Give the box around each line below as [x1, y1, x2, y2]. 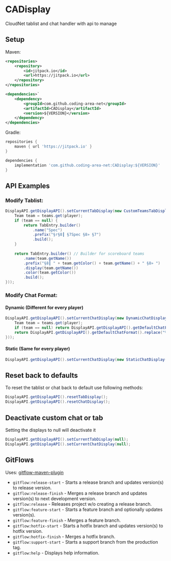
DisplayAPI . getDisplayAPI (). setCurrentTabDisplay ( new [5, 208, 122, 214]
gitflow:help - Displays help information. [12, 550, 100, 556]
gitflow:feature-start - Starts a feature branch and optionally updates [12, 506, 163, 513]
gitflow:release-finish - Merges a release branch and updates [12, 490, 148, 496]
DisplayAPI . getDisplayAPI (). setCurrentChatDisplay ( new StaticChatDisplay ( [5, 357, 167, 362]
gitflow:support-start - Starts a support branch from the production [12, 539, 158, 545]
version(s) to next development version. [12, 495, 97, 501]
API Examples [5, 181, 50, 190]
